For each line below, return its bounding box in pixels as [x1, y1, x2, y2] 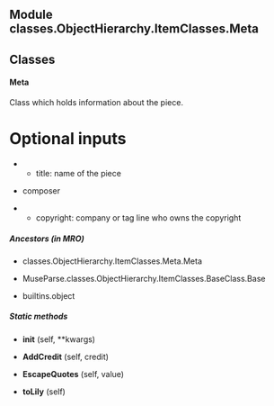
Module [9, 7, 53, 23]
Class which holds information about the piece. [9, 96, 184, 107]
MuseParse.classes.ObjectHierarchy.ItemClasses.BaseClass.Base [22, 273, 266, 284]
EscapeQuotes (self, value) [22, 368, 124, 379]
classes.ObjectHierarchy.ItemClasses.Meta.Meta [22, 256, 203, 266]
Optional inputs [9, 129, 127, 149]
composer [22, 185, 61, 196]
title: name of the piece [35, 167, 121, 178]
